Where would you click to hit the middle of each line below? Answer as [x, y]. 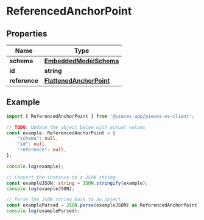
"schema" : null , [38, 139]
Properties [27, 34]
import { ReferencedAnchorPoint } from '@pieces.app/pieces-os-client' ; [100, 116]
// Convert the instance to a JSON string [61, 177]
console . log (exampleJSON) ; [40, 189]
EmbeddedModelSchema [82, 61]
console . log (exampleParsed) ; [43, 211]
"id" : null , [32, 144]
